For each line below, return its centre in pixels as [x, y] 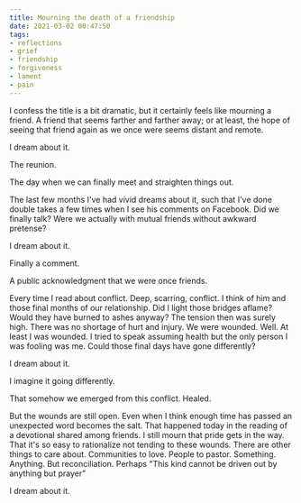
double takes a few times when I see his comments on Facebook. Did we [144, 209]
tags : [19, 34]
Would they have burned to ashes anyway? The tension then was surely [143, 317]
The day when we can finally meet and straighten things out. [122, 182]
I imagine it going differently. [62, 380]
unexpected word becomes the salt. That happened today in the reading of [149, 425]
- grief [24, 51]
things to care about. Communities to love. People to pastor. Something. [143, 454]
